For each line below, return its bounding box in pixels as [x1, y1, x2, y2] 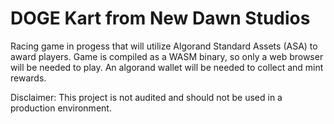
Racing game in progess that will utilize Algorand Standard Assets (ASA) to [10, 40, 318, 52]
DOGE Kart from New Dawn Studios [10, 7, 311, 30]
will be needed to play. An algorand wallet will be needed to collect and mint [10, 61, 324, 73]
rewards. [10, 72, 47, 84]
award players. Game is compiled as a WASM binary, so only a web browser [10, 50, 324, 62]
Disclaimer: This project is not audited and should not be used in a [10, 91, 283, 103]
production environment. [10, 102, 112, 114]
